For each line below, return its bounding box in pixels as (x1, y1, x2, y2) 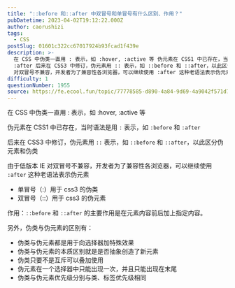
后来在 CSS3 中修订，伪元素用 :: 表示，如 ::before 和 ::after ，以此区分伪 (7, 138, 224, 147)
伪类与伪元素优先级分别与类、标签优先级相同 (17, 273, 147, 282)
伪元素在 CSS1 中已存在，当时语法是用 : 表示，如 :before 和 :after (7, 123, 201, 131)
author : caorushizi (7, 23, 64, 30)
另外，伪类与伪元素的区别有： (7, 224, 93, 232)
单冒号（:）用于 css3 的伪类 (17, 185, 99, 194)
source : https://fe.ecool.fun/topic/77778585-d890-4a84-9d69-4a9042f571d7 (7, 88, 230, 95)
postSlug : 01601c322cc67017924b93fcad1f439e (7, 43, 139, 50)
